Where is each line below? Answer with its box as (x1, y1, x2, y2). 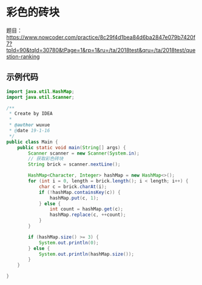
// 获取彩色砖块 (28, 156, 64, 162)
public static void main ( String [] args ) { (17, 144, 126, 150)
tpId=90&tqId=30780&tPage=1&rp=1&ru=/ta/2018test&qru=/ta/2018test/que (6, 46, 196, 53)
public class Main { (6, 139, 59, 145)
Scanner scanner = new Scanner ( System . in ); (28, 150, 140, 156)
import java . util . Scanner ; (6, 94, 75, 100)
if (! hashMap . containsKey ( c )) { (38, 189, 121, 195)
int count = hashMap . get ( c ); (49, 206, 123, 212)
